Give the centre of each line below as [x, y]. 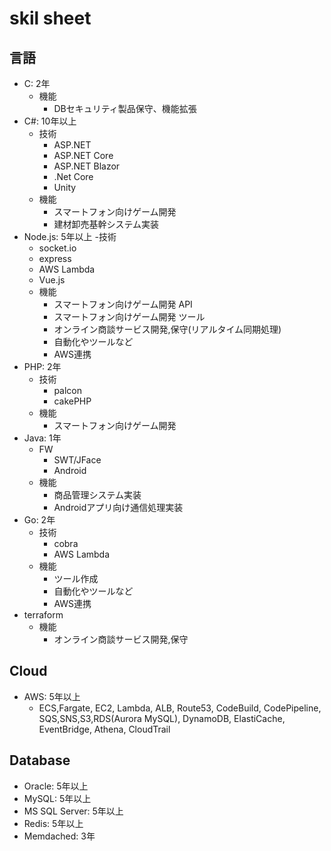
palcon [68, 390]
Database [40, 760]
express [55, 258]
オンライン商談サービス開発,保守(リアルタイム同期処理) [167, 329]
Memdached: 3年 [59, 836]
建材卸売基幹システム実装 [106, 224]
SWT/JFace [77, 460]
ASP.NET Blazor [87, 166]
